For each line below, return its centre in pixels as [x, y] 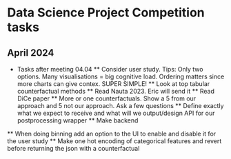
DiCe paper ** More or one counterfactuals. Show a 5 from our [107, 98]
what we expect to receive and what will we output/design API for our [116, 113]
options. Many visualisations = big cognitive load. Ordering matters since [121, 76]
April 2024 [31, 53]
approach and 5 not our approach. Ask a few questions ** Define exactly [120, 106]
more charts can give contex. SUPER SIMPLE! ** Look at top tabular [113, 84]
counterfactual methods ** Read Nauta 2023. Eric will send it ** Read [116, 91]
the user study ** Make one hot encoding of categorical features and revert [114, 141]
